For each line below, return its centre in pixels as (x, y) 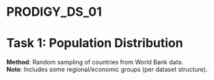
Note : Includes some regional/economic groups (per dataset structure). (107, 70)
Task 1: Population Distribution (95, 43)
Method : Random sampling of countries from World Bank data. (95, 62)
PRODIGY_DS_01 (54, 12)
